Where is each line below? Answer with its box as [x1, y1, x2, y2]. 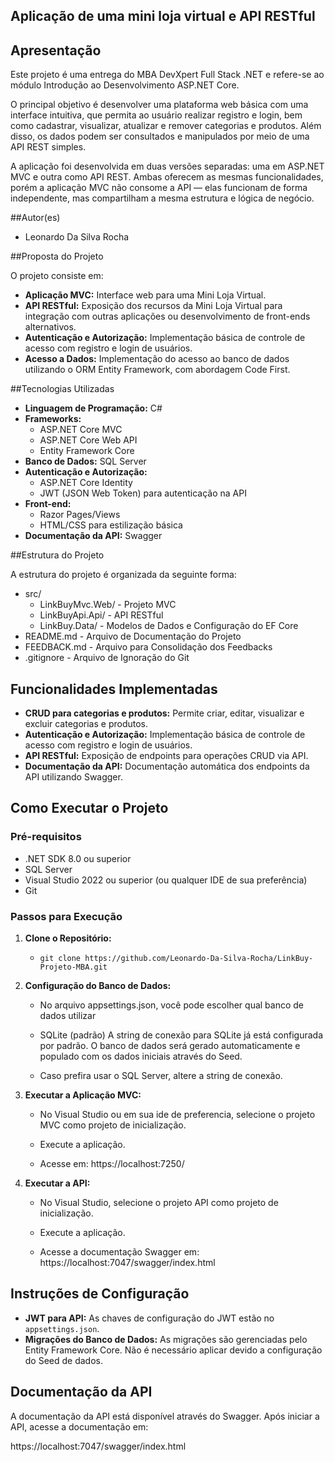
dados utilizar [39, 1010, 97, 1021]
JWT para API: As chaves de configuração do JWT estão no [24, 1312, 275, 1324]
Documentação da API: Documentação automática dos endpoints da [24, 760, 310, 773]
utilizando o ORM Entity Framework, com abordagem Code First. [24, 364, 291, 376]
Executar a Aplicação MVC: [24, 1089, 142, 1101]
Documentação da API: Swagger [24, 530, 163, 542]
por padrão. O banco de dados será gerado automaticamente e [39, 1040, 301, 1051]
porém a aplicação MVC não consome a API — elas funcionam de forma [10, 182, 308, 194]
